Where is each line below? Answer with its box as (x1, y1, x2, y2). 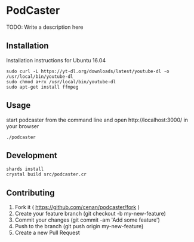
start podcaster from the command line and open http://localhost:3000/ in (6, 116, 188, 123)
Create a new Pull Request (14, 229, 81, 237)
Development (6, 150, 58, 161)
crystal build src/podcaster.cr (6, 171, 87, 177)
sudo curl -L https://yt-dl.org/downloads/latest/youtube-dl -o (6, 68, 170, 74)
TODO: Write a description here (6, 23, 84, 31)
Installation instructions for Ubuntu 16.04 (6, 56, 106, 63)
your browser (6, 122, 39, 129)
